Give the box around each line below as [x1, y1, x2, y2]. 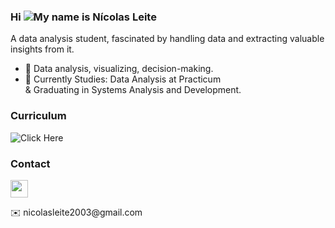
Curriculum [10, 109, 67, 123]
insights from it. [10, 43, 75, 55]
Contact [10, 156, 51, 170]
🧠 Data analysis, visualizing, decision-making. [24, 63, 214, 75]
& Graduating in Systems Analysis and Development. [24, 84, 242, 96]
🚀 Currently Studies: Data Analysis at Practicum [24, 73, 222, 85]
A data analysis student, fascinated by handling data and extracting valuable [10, 33, 325, 45]
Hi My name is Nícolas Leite [10, 10, 157, 24]
